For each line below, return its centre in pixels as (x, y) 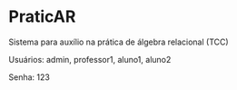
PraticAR (42, 17)
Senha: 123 (30, 77)
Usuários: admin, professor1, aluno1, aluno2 (90, 59)
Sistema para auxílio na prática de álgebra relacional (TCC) (118, 42)
